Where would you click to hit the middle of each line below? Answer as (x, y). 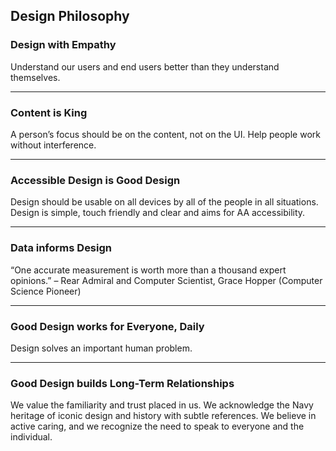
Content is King (49, 112)
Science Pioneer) (46, 291)
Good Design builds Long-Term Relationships (122, 383)
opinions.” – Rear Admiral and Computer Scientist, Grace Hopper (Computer (166, 280)
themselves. (35, 77)
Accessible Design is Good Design (95, 180)
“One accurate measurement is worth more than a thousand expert (148, 270)
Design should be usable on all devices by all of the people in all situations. (164, 202)
